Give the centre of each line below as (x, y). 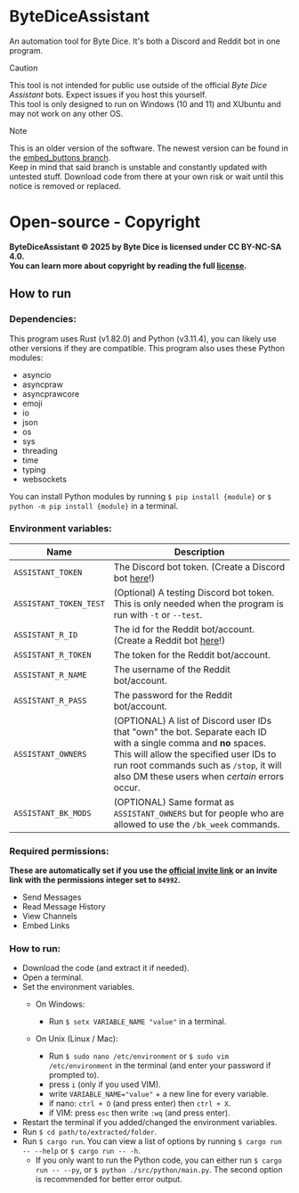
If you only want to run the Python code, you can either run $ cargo (158, 1160)
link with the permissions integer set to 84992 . (95, 880)
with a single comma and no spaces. (190, 743)
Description (199, 552)
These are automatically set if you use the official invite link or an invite (143, 870)
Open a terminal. (53, 977)
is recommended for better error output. (109, 1180)
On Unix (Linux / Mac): (77, 1039)
